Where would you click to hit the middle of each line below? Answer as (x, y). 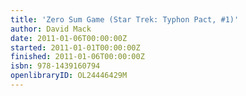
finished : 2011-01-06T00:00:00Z (77, 57)
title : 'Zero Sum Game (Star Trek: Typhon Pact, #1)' (125, 19)
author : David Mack (51, 29)
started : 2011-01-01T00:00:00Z (75, 47)
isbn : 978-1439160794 (55, 66)
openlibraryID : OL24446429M (69, 76)
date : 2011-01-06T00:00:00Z (69, 38)
